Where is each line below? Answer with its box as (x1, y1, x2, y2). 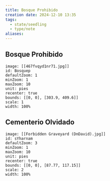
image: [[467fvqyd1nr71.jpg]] (5, 63, 70, 69)
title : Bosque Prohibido (5, 7, 58, 13)
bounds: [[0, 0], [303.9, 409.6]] (5, 95, 79, 100)
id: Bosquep (5, 68, 31, 73)
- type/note (10, 27, 36, 32)
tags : (5, 17, 17, 22)
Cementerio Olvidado (5, 118, 75, 127)
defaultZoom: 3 (5, 140, 38, 146)
